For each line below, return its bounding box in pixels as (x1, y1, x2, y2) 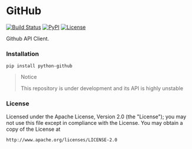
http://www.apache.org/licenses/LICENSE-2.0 (6, 137, 118, 143)
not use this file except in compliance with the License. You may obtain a (6, 119, 183, 126)
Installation (6, 49, 40, 58)
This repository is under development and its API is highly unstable (20, 85, 184, 92)
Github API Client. (6, 35, 49, 42)
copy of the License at (6, 125, 61, 133)
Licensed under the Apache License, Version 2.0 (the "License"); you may (6, 113, 187, 120)
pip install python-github (6, 63, 73, 69)
